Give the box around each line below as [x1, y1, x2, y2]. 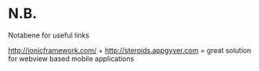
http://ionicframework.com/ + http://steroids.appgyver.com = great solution [8, 45, 252, 55]
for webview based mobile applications [8, 54, 135, 63]
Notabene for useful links [8, 30, 90, 40]
